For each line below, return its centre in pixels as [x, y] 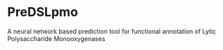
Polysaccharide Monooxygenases [56, 38]
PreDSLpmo [43, 12]
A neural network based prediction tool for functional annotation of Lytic [112, 31]
